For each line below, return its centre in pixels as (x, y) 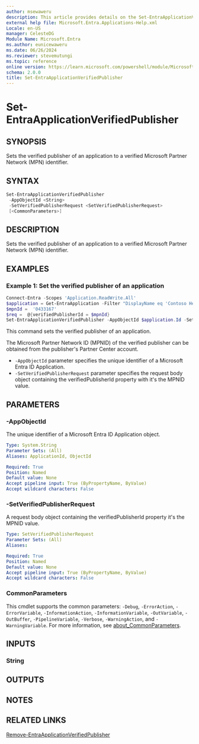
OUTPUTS (25, 680)
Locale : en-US (24, 28)
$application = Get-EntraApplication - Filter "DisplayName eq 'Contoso (96, 303)
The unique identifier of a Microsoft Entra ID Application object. (83, 434)
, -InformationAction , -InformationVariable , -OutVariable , (112, 612)
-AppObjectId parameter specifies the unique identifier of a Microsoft (99, 361)
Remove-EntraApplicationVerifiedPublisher (58, 735)
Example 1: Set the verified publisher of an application (85, 285)
